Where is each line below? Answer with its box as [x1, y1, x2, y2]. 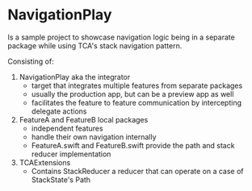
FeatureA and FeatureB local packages [19, 114, 149, 124]
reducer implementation [31, 149, 111, 159]
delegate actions [31, 106, 87, 116]
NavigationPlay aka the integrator [19, 72, 131, 81]
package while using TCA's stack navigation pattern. [7, 40, 183, 50]
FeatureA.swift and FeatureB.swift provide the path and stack [31, 140, 235, 150]
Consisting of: [7, 56, 54, 66]
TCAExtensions [19, 157, 71, 167]
